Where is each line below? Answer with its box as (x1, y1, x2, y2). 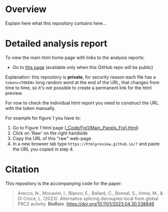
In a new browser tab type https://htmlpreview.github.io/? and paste (12, 140, 160, 147)
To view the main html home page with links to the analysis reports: (5, 54, 145, 60)
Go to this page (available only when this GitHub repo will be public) (12, 64, 153, 70)
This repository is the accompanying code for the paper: (5, 180, 122, 186)
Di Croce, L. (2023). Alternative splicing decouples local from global (17, 195, 158, 201)
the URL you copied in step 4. (12, 146, 74, 152)
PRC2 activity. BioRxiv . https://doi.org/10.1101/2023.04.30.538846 (17, 200, 154, 207)
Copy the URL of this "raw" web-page (12, 135, 92, 142)
